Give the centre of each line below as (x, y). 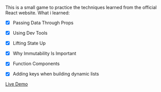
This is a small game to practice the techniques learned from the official (81, 7)
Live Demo (17, 84)
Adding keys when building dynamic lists (56, 74)
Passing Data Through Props (43, 23)
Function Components (36, 64)
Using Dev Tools (30, 33)
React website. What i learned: (38, 13)
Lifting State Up (29, 43)
